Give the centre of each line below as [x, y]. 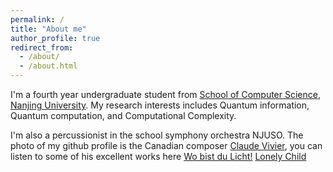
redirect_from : [42, 47]
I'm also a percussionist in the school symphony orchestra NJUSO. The [157, 135]
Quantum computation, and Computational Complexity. [123, 115]
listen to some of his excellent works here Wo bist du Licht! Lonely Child [158, 156]
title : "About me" [48, 29]
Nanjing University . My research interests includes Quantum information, [160, 105]
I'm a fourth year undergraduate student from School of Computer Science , [165, 94]
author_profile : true [55, 38]
